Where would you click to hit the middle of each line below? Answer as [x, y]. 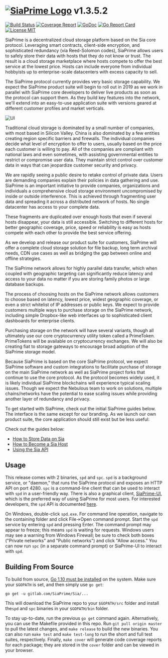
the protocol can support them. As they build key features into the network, [83, 98]
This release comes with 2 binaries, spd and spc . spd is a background [76, 477]
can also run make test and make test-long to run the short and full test [79, 634]
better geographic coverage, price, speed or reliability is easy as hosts [78, 227]
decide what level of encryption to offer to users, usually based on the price [83, 144]
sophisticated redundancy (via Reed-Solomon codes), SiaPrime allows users [84, 50]
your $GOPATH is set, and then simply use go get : [54, 584]
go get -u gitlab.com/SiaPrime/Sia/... [47, 594]
